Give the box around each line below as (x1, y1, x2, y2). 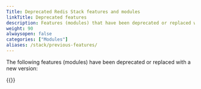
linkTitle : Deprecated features (6, 14, 87, 20)
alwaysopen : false (6, 31, 52, 37)
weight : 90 (6, 25, 33, 32)
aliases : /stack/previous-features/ (6, 42, 98, 48)
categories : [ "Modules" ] (6, 36, 68, 42)
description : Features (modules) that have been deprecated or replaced (6, 20, 191, 26)
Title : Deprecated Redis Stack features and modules (6, 8, 141, 15)
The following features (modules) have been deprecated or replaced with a (6, 58, 191, 66)
